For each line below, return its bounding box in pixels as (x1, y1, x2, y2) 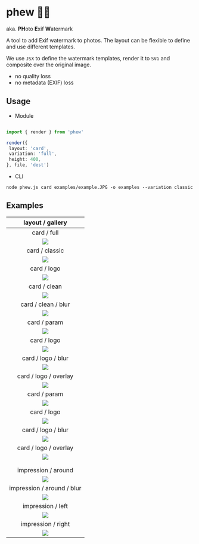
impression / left (23, 502, 69, 510)
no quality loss (14, 72, 51, 80)
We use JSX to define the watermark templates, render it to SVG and (6, 54, 170, 62)
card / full (32, 228, 59, 237)
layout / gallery (23, 218, 67, 227)
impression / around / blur (9, 484, 82, 492)
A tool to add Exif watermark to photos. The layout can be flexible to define (6, 36, 191, 44)
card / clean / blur (20, 300, 70, 308)
